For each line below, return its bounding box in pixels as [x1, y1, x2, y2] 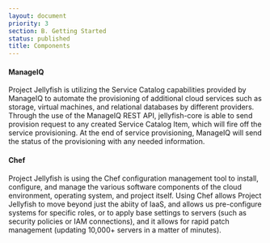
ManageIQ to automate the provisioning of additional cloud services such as [8, 94, 263, 104]
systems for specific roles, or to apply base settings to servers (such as [8, 207, 247, 217]
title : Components [8, 42, 70, 50]
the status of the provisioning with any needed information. [8, 137, 205, 147]
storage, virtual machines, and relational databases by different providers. [8, 102, 255, 112]
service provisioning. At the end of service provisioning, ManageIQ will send [8, 128, 263, 138]
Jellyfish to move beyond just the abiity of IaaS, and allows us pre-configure [8, 199, 263, 209]
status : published [8, 34, 70, 43]
